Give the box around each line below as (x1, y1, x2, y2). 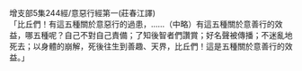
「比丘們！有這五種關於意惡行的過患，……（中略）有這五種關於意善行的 (9, 19, 276, 29)
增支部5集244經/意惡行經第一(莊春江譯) (9, 8, 155, 18)
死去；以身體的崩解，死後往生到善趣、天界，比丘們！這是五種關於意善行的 (9, 41, 285, 51)
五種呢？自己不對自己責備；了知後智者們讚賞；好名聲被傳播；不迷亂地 (32, 30, 293, 40)
